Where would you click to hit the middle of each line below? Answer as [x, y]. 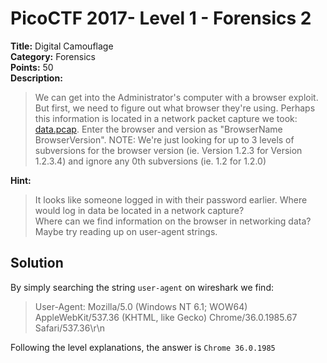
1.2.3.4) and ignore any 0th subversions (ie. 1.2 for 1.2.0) [150, 161]
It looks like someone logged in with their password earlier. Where [171, 199]
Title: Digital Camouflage [62, 46]
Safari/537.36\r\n [70, 328]
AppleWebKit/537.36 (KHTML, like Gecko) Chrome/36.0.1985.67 [166, 317]
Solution [37, 263]
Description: [36, 78]
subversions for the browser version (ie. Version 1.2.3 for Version [168, 150]
